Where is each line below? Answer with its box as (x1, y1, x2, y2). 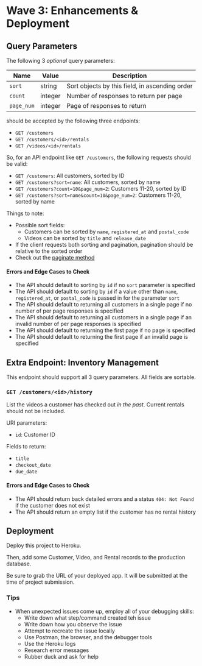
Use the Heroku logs (24, 640, 76, 647)
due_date (15, 469, 38, 475)
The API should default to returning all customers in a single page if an (15, 314, 192, 321)
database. (6, 560, 32, 567)
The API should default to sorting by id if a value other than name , (15, 288, 178, 296)
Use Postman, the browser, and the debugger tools (24, 633, 152, 640)
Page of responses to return (66, 102, 147, 110)
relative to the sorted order (15, 247, 83, 255)
